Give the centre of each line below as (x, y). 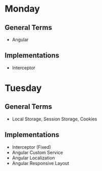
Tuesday (23, 88)
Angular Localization (33, 158)
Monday (22, 9)
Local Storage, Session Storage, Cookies (55, 119)
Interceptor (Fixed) (32, 147)
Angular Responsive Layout (40, 163)
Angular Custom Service (38, 152)
